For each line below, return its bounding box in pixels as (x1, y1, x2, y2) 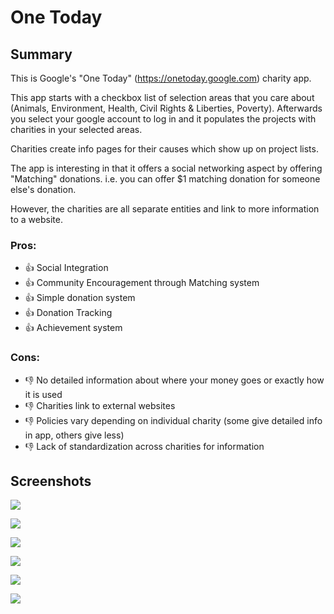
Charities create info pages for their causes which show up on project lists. (10, 143, 319, 155)
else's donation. (10, 184, 77, 195)
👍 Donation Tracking (24, 307, 113, 319)
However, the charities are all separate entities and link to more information (10, 203, 320, 215)
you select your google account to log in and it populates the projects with (10, 113, 317, 125)
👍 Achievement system (24, 322, 123, 334)
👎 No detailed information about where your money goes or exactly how (24, 374, 325, 386)
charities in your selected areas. (10, 124, 143, 135)
